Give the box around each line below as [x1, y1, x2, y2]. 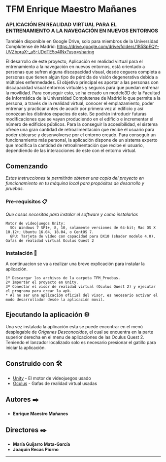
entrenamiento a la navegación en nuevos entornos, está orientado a [5, 64, 145, 70]
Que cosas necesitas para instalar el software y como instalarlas [5, 211, 138, 217]
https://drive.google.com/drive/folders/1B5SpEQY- [57, 43, 159, 50]
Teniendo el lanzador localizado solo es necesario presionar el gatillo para [5, 339, 156, 345]
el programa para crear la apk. [5, 288, 72, 293]
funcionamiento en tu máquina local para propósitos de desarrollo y [5, 180, 144, 186]
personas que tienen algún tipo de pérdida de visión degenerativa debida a [5, 74, 158, 80]
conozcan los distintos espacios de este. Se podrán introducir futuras [5, 111, 147, 117]
